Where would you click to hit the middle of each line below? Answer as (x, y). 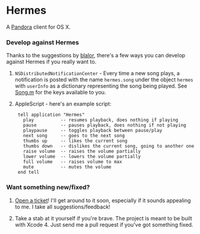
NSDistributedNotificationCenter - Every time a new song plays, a (97, 73)
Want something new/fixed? (48, 187)
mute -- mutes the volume (67, 167)
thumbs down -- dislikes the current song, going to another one (109, 146)
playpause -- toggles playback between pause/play (93, 131)
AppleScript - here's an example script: (63, 104)
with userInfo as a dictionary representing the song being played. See (101, 86)
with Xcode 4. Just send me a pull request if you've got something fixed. (104, 224)
